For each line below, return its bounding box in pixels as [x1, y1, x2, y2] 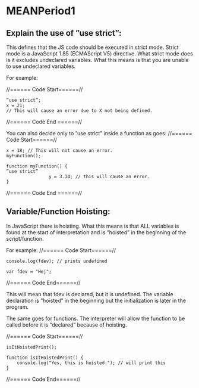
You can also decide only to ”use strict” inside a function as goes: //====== [6, 130, 193, 136]
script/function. [6, 235, 44, 242]
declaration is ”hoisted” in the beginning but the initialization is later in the [6, 297, 186, 304]
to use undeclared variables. [6, 63, 76, 70]
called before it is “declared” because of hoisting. [6, 321, 127, 328]
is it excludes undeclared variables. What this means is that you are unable [6, 57, 189, 63]
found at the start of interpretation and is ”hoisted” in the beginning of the [6, 228, 187, 236]
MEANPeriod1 [6, 4, 75, 18]
